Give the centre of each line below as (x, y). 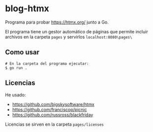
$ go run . (16, 68)
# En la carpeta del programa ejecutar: (47, 64)
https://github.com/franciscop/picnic (49, 109)
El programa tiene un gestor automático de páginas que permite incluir (77, 31)
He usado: (15, 95)
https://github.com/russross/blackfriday (53, 115)
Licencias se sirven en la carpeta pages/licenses (55, 124)
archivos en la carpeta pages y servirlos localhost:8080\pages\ (69, 37)
